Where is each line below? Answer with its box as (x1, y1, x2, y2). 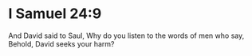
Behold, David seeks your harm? (8, 39, 115, 48)
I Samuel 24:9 (8, 5, 102, 23)
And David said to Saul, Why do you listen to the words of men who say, (8, 31, 245, 40)
